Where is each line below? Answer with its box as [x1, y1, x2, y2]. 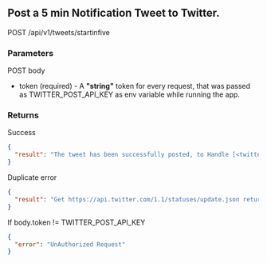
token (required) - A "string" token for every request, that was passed [18, 82, 251, 91]
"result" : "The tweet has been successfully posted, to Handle [14, 151, 229, 159]
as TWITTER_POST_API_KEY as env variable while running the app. [18, 90, 241, 99]
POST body [7, 66, 45, 75]
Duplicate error [7, 173, 57, 182]
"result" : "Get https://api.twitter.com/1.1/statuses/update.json [14, 195, 240, 203]
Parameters [7, 47, 53, 58]
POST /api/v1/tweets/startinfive [7, 27, 111, 37]
